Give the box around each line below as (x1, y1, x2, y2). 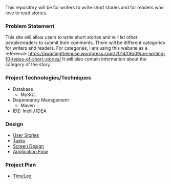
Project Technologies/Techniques (5, 74, 91, 81)
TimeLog (12, 173, 32, 179)
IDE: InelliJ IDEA (12, 108, 47, 114)
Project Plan (5, 161, 36, 168)
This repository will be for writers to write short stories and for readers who (5, 5, 164, 10)
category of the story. (5, 62, 51, 68)
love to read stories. (5, 10, 48, 16)
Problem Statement (5, 23, 55, 30)
